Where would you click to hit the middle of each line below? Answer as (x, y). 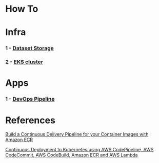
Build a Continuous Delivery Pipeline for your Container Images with (77, 134)
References (30, 120)
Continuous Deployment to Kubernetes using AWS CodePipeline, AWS (79, 150)
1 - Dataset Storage (29, 48)
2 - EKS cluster (24, 62)
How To (22, 9)
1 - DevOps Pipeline (30, 99)
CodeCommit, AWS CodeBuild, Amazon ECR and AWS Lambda (72, 155)
